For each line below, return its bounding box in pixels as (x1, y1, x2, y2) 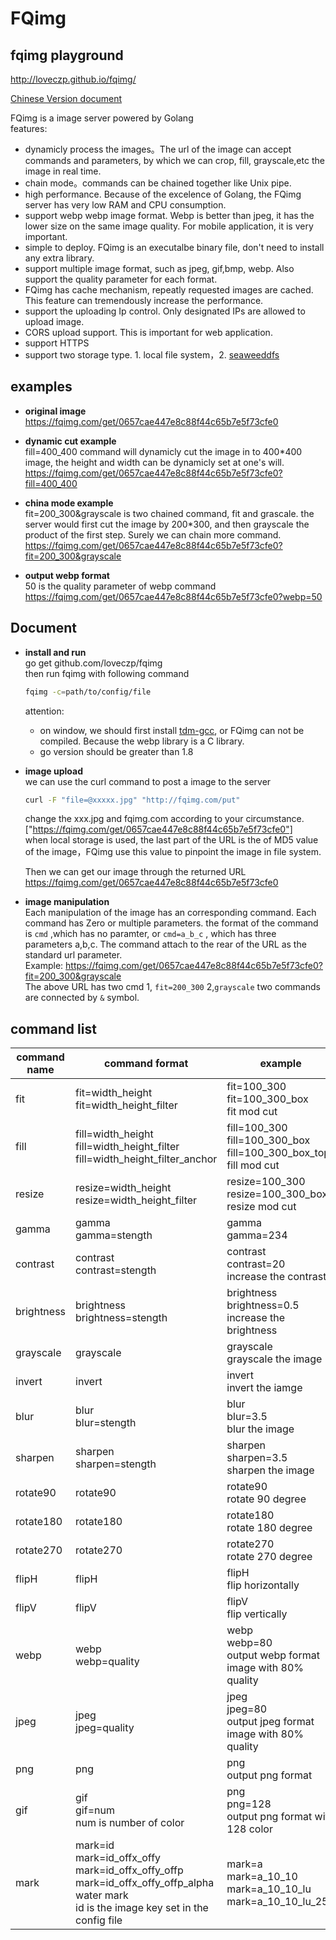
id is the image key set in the (75, 1901, 209, 1915)
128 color (226, 1822, 273, 1836)
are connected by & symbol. (24, 992, 140, 1004)
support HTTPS (24, 337, 90, 349)
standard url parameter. (24, 949, 123, 961)
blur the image (226, 1422, 295, 1436)
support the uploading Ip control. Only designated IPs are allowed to (24, 305, 306, 317)
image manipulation (24, 896, 110, 908)
